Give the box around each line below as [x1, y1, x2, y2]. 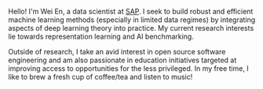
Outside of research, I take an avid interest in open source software [8, 47, 226, 56]
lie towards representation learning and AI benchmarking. [8, 32, 194, 41]
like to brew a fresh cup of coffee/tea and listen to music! [8, 72, 193, 81]
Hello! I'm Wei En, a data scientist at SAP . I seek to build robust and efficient [8, 7, 254, 16]
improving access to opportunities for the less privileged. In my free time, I [8, 64, 249, 73]
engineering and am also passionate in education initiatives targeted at [8, 55, 237, 65]
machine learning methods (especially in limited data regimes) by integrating [8, 15, 256, 24]
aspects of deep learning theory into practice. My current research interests [8, 24, 254, 32]
